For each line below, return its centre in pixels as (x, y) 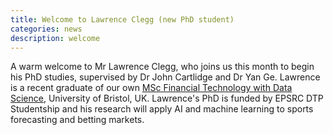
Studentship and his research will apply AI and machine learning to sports (162, 109)
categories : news (46, 29)
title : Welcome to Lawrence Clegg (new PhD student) (122, 19)
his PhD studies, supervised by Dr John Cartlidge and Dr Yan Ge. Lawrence (165, 77)
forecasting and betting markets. (77, 120)
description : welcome (55, 38)
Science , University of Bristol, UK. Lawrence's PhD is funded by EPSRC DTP (167, 98)
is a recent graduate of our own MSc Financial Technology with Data (151, 88)
